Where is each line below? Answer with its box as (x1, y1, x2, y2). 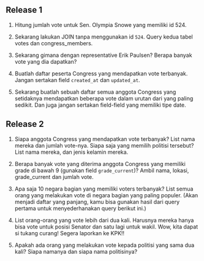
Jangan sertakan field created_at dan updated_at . (14, 76, 140, 83)
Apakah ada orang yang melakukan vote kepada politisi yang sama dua (14, 241, 195, 249)
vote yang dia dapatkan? (14, 58, 77, 65)
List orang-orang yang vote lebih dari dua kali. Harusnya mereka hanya (14, 216, 194, 224)
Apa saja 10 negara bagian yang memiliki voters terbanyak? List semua (14, 185, 194, 192)
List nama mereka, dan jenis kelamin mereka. (14, 148, 129, 156)
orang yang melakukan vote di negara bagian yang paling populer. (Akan (14, 191, 198, 199)
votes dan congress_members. (14, 39, 93, 47)
